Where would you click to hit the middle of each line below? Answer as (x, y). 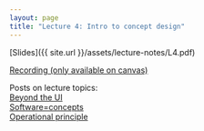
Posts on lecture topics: (54, 87)
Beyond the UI (36, 97)
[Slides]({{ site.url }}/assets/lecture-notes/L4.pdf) (102, 52)
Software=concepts (46, 106)
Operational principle (49, 116)
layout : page (34, 18)
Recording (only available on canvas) (79, 70)
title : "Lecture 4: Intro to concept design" (97, 26)
